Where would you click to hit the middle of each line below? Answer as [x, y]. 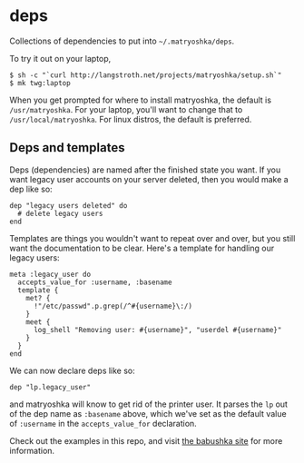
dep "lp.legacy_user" [50, 387]
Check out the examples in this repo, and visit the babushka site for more [146, 440]
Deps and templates [67, 148]
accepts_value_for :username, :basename [95, 282]
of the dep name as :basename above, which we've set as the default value [148, 413]
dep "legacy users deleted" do [69, 205]
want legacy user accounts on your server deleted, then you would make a [149, 179]
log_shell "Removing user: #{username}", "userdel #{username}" [157, 330]
